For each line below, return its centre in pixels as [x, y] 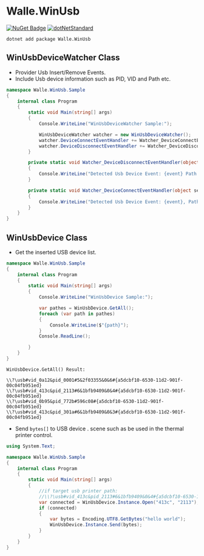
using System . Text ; [31, 446]
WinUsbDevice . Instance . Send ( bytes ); [96, 525]
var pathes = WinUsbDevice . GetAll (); [87, 308]
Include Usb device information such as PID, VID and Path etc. [93, 79]
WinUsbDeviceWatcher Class [63, 58]
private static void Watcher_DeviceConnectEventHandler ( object [110, 190]
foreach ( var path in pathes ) [77, 314]
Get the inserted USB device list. [56, 252]
